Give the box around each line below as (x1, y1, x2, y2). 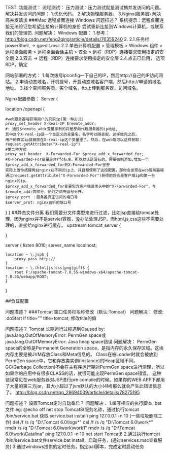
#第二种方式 (5, 147, 27, 152)
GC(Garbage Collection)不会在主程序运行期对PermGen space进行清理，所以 (5, 364, 165, 370)
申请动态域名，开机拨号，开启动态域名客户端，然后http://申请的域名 (19, 79, 161, 85)
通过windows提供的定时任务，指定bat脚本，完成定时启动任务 (16, 443, 145, 449)
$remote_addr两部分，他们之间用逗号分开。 (5, 189, 86, 194)
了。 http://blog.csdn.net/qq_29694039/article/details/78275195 (5, 390, 140, 395)
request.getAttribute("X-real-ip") (5, 142, 81, 147)
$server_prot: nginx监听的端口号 (5, 200, 72, 205)
